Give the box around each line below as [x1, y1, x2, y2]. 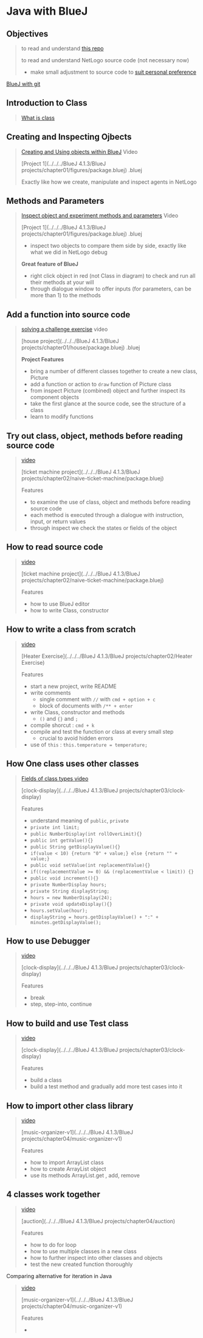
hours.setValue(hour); [30, 908, 88, 914]
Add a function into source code [6, 309, 131, 320]
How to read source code [6, 542, 103, 552]
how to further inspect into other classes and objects [30, 1254, 163, 1261]
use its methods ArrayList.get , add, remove [30, 1171, 140, 1179]
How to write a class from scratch [6, 624, 136, 635]
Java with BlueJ [6, 4, 88, 18]
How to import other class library [6, 1101, 134, 1111]
